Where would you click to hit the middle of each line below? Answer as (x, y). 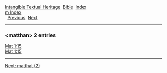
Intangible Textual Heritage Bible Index (46, 7)
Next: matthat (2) (23, 66)
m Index (13, 12)
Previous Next (22, 18)
